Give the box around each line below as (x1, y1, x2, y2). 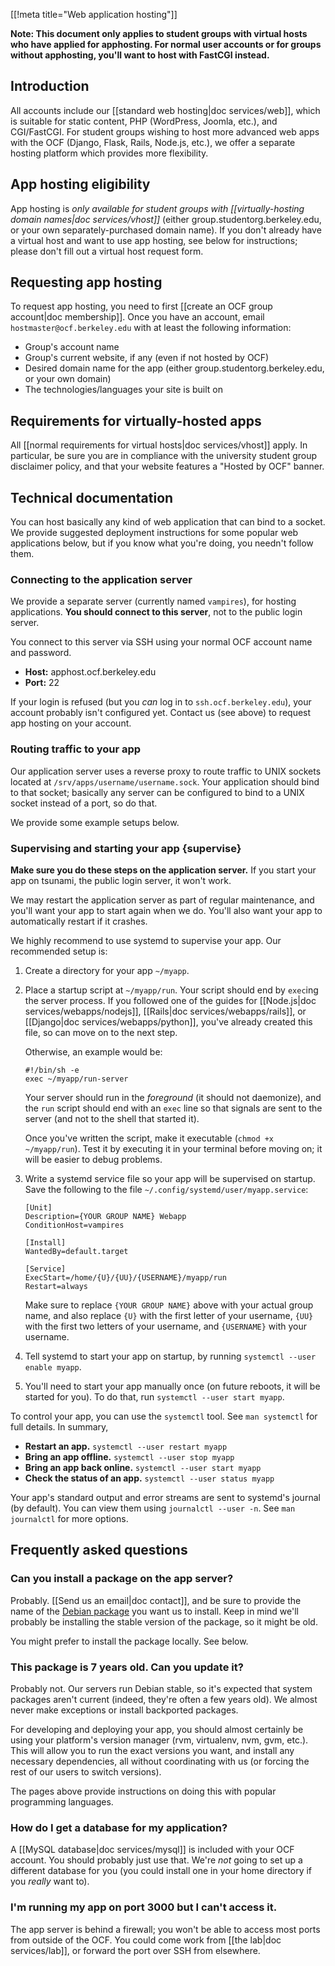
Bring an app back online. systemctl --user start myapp (24, 1461, 262, 1473)
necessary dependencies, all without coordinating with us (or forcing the (10, 1755, 310, 1767)
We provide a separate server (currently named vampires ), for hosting (10, 595, 297, 608)
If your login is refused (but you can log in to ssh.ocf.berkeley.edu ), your (10, 696, 312, 708)
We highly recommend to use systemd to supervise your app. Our (10, 934, 282, 946)
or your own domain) (24, 373, 112, 385)
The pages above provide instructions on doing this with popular (10, 1785, 277, 1797)
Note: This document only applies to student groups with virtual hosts (10, 28, 308, 39)
